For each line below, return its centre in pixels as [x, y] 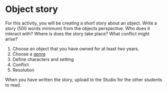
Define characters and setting [43, 59]
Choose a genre [29, 54]
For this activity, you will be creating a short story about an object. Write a [81, 23]
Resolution [23, 70]
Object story [32, 9]
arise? [11, 39]
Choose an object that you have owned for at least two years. [76, 48]
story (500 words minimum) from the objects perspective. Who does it [77, 28]
